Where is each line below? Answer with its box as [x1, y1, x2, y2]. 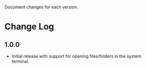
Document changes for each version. [4, 4, 78, 10]
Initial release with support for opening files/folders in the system [11, 53, 141, 59]
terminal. [11, 58, 29, 64]
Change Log [4, 21, 54, 32]
